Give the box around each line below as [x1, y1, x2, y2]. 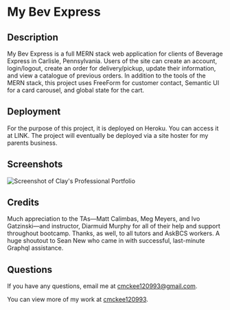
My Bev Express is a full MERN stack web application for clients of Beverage [7, 49, 223, 58]
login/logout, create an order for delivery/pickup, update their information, [7, 64, 216, 72]
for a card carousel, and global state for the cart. [7, 86, 145, 94]
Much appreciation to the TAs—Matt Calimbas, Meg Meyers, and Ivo [7, 215, 200, 223]
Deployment [7, 106, 61, 117]
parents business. [7, 139, 58, 147]
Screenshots [7, 158, 63, 170]
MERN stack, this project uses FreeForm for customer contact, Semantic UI [7, 79, 220, 86]
